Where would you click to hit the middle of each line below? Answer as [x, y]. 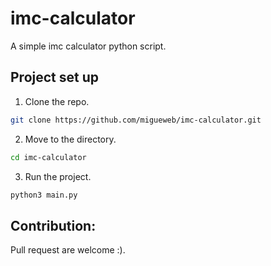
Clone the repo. [57, 101]
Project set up [54, 77]
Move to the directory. [70, 139]
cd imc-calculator [48, 157]
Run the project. [58, 176]
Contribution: [53, 225]
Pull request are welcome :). [68, 250]
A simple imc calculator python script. [88, 46]
